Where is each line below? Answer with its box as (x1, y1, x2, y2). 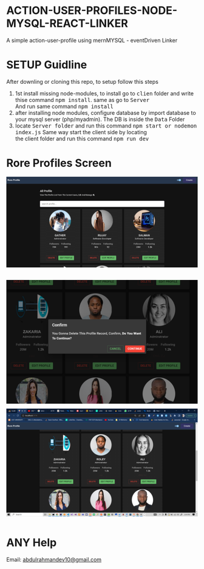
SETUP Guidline (6, 58, 87, 72)
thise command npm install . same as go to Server (15, 96, 150, 103)
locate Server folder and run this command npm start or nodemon (15, 122, 197, 129)
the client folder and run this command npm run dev (15, 135, 149, 142)
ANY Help (6, 536, 57, 550)
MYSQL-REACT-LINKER (6, 16, 129, 30)
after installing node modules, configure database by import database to (15, 109, 196, 116)
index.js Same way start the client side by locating (15, 128, 148, 135)
